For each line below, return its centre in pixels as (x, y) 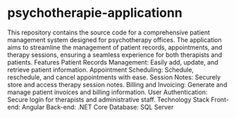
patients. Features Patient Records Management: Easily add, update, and (113, 62)
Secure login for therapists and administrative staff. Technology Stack (108, 99)
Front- (220, 99)
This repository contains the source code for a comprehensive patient (108, 32)
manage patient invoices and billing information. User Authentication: (107, 92)
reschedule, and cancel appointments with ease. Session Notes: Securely (114, 77)
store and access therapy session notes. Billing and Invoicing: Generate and (117, 84)
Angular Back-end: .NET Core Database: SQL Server (98, 107)
